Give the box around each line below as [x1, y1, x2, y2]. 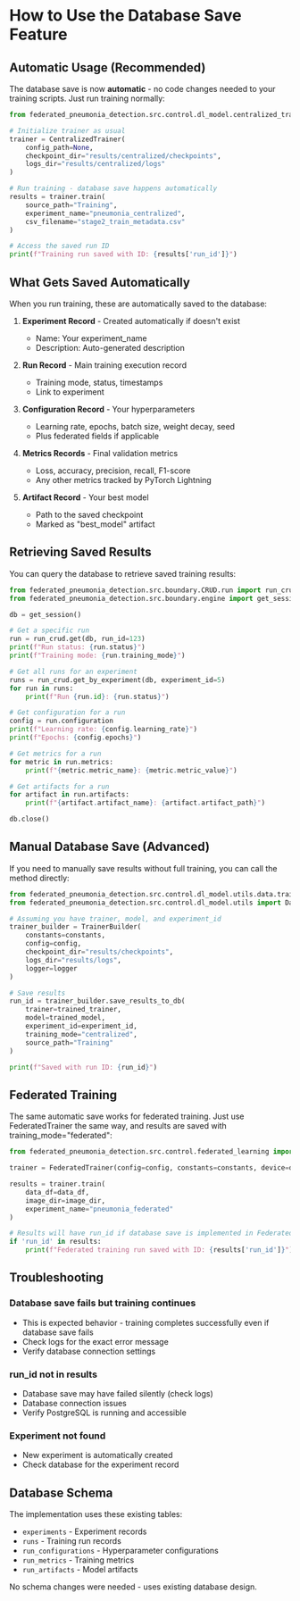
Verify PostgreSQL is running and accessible [21, 1407, 187, 1418]
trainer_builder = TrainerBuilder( [9, 922, 142, 931]
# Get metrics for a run [9, 749, 102, 758]
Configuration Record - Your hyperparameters [21, 404, 196, 414]
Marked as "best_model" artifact [35, 519, 155, 529]
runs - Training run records [21, 1536, 122, 1547]
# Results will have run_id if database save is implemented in [9, 1229, 254, 1238]
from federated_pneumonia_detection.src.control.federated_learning [9, 1147, 270, 1156]
